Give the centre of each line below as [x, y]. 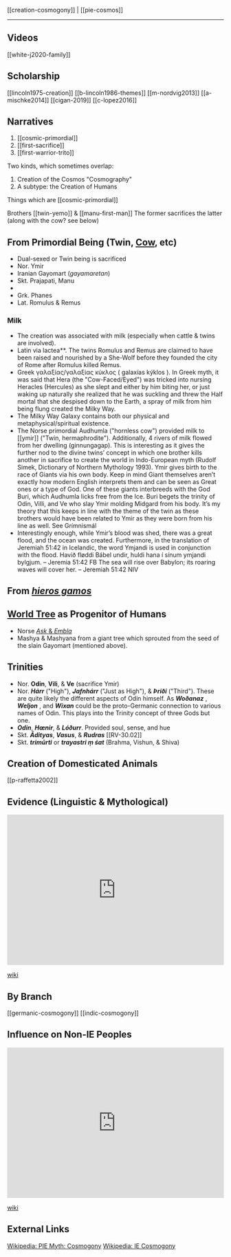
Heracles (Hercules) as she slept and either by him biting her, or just [113, 386]
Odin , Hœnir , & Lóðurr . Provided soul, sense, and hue [93, 728]
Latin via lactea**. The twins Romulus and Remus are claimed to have [115, 350]
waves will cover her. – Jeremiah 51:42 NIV [78, 569]
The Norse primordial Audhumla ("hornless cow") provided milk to [111, 430]
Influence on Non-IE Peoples [69, 1035]
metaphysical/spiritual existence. [64, 423]
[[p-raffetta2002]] [33, 780]
